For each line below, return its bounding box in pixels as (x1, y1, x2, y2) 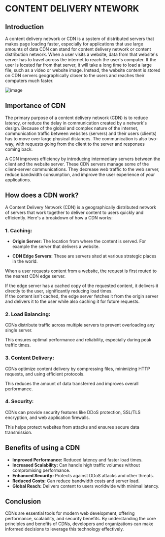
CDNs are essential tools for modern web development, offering (5, 510, 135, 516)
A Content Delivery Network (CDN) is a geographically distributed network (5, 204, 157, 210)
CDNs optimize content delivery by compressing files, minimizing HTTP (5, 366, 150, 372)
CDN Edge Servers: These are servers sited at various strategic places (12, 253, 157, 259)
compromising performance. (12, 467, 70, 473)
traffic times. (5, 342, 31, 348)
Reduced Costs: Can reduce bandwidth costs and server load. (12, 478, 140, 484)
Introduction (5, 23, 44, 31)
